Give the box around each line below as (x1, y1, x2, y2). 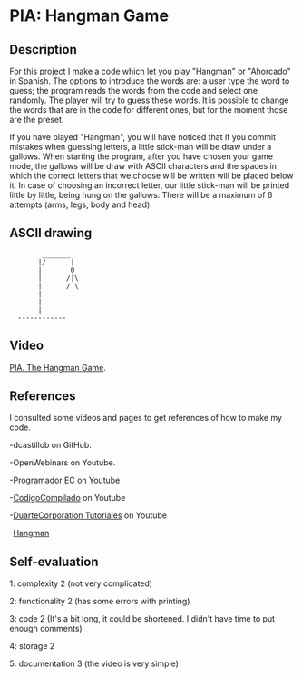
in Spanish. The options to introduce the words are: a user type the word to (9, 75, 290, 86)
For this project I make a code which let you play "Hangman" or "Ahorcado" (9, 65, 292, 76)
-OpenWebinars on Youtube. (9, 457, 116, 468)
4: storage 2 (9, 641, 55, 652)
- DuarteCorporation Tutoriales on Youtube (9, 510, 168, 521)
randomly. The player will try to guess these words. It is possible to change (9, 95, 289, 105)
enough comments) (9, 623, 83, 634)
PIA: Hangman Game (9, 5, 170, 26)
